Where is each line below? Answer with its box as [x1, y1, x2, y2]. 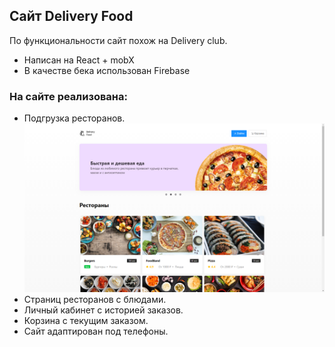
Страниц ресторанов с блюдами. [23, 294, 167, 306]
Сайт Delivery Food [9, 8, 134, 25]
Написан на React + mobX [23, 54, 135, 66]
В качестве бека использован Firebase [23, 64, 191, 76]
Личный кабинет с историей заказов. [23, 304, 184, 316]
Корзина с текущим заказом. [23, 315, 149, 327]
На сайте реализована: [9, 89, 128, 103]
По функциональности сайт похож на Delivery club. [9, 34, 228, 46]
